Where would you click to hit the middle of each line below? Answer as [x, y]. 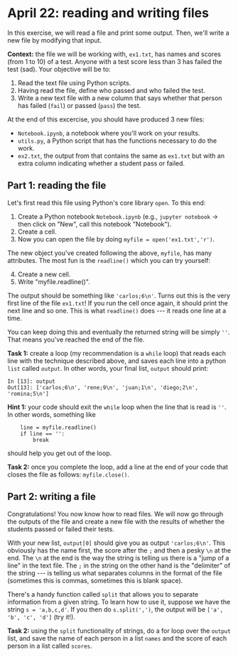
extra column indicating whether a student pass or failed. [101, 163]
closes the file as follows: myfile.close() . [69, 474]
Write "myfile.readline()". [54, 281]
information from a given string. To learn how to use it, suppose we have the [119, 602]
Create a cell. [37, 232]
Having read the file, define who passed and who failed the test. [111, 90]
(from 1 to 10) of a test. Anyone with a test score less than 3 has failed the [115, 61]
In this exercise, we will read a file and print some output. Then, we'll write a [118, 33]
